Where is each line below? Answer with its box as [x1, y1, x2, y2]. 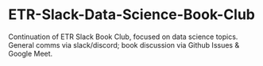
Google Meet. [8, 49, 53, 58]
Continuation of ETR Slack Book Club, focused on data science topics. [8, 32, 238, 41]
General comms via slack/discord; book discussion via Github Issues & [8, 40, 240, 49]
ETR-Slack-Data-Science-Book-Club [8, 6, 256, 24]
